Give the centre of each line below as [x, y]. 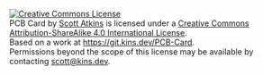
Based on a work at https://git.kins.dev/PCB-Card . [102, 42]
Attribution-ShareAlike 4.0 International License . [98, 33]
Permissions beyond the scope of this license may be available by [131, 52]
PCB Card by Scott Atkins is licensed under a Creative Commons [129, 23]
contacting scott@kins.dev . [60, 61]
